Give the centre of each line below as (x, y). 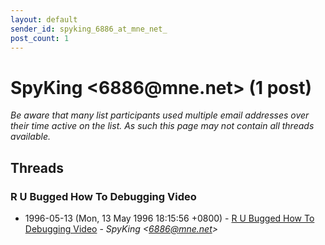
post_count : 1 (40, 38)
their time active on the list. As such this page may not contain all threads (162, 126)
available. (31, 137)
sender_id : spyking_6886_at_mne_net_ (89, 29)
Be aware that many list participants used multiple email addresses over (160, 115)
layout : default (44, 19)
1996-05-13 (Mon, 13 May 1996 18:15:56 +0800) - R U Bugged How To (169, 218)
